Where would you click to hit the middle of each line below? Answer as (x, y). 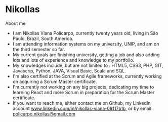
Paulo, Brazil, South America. (43, 38)
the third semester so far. (39, 49)
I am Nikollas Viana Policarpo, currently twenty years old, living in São (85, 33)
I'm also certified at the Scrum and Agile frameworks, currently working (87, 76)
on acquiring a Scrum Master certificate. (55, 82)
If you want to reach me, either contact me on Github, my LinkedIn (81, 103)
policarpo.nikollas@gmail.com (44, 114)
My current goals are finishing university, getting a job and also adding (86, 55)
